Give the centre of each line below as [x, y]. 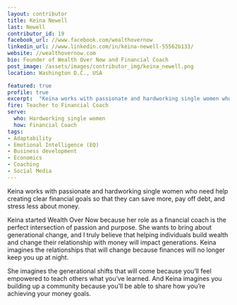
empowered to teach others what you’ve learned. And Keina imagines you [115, 278]
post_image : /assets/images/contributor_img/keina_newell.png [101, 66]
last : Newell [26, 27]
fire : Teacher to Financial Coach [58, 106]
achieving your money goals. [49, 293]
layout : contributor [38, 14]
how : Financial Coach [45, 125]
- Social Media [30, 171]
